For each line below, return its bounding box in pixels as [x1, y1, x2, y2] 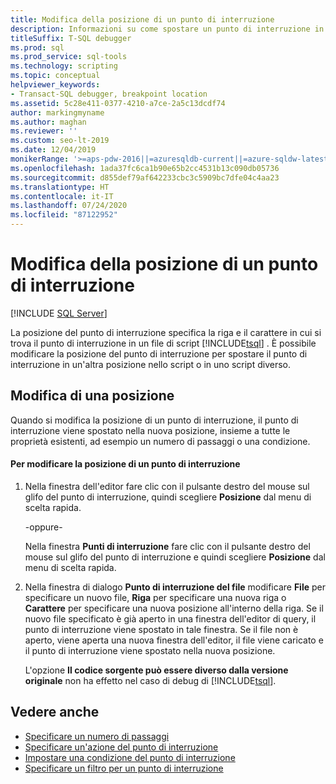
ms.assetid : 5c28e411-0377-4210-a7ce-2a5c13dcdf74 [10, 98, 226, 108]
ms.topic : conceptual [10, 71, 101, 81]
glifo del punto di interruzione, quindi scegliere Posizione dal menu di [24, 491, 312, 503]
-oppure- [24, 521, 63, 533]
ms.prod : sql [10, 42, 65, 53]
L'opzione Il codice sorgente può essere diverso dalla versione [24, 664, 289, 676]
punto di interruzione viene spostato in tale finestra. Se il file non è [24, 623, 299, 635]
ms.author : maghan [10, 117, 87, 127]
